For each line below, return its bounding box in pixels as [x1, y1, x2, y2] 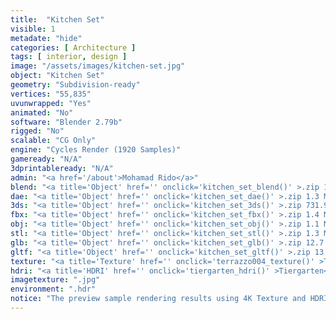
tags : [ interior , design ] [10, 52, 128, 62]
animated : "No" [10, 107, 74, 118]
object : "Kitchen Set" [10, 71, 105, 81]
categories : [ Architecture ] [10, 42, 137, 53]
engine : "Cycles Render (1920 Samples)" [10, 145, 182, 155]
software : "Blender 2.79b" [10, 117, 123, 127]
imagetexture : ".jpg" [10, 275, 101, 285]
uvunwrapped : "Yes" [10, 98, 92, 108]
